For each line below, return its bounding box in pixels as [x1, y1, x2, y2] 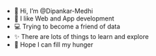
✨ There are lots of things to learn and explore [13, 33, 150, 40]
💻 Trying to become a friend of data [13, 22, 121, 30]
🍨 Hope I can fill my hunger [13, 40, 94, 49]
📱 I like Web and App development [13, 14, 114, 23]
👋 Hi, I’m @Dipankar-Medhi [13, 7, 93, 15]
